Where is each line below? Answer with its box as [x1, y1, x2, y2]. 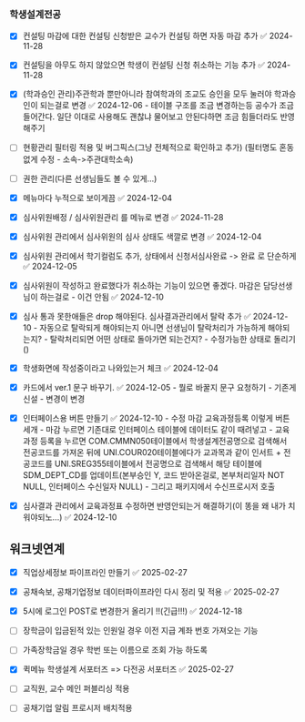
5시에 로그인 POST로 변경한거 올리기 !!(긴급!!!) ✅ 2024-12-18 [22, 605, 243, 616]
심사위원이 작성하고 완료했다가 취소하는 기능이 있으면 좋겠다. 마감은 [22, 280, 261, 290]
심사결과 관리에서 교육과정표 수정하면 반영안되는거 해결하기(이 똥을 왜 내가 [22, 501, 287, 512]
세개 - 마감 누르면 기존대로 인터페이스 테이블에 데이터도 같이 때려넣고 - [22, 424, 273, 435]
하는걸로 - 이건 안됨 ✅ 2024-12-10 [39, 291, 164, 302]
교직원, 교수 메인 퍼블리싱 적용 [22, 683, 130, 694]
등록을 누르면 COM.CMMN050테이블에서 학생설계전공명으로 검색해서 [39, 435, 288, 447]
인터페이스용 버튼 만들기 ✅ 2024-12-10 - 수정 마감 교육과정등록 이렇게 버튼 [22, 412, 290, 424]
